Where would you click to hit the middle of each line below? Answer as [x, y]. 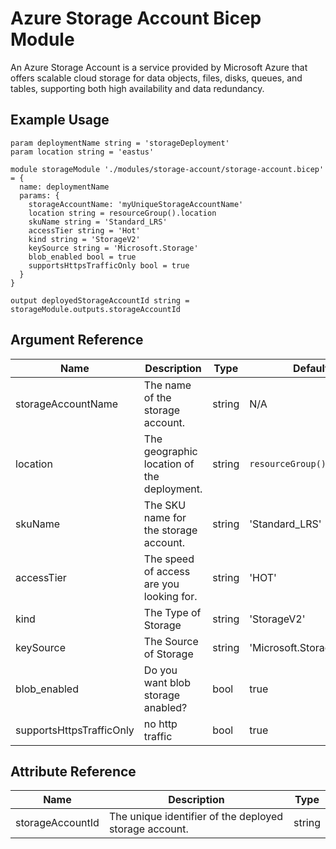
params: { [39, 195]
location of [169, 464]
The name [167, 385]
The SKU [165, 505]
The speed [169, 559]
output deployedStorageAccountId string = [100, 300]
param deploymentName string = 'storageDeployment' [120, 143]
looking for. [170, 596]
